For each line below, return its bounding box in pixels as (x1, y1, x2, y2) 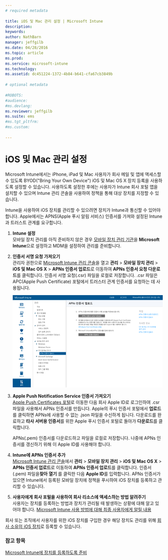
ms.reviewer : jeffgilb (5, 108, 52, 114)
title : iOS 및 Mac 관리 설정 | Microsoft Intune (5, 19, 103, 24)
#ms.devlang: (5, 103, 32, 108)
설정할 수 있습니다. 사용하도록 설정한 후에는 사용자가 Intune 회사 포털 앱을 (14, 184, 158, 190)
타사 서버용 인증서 (25, 418, 61, 424)
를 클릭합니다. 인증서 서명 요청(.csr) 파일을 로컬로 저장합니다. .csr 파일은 (16, 272, 158, 278)
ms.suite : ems (5, 114, 35, 119)
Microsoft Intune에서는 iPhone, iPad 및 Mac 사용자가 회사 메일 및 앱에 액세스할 (5, 171, 161, 177)
